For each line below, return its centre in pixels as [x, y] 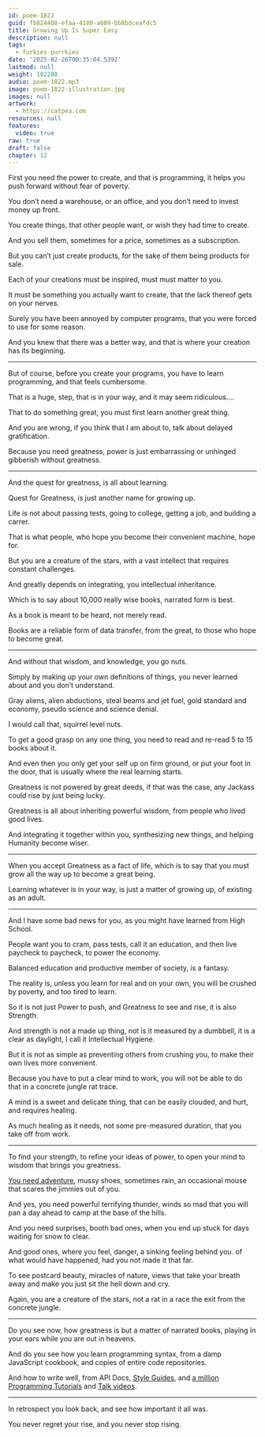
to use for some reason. [47, 327]
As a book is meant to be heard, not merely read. [88, 615]
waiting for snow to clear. [49, 1237]
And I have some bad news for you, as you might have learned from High [127, 921]
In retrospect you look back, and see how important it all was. [108, 1409]
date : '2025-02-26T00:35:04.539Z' [65, 60]
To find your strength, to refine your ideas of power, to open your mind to [127, 1157]
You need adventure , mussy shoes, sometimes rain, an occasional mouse [127, 1181]
